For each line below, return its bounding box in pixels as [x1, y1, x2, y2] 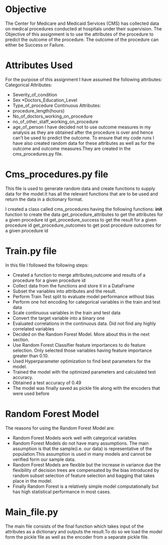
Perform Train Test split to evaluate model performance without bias [12, 293, 155, 300]
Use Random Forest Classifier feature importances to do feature [12, 342, 146, 348]
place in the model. [12, 478, 53, 484]
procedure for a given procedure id [12, 277, 86, 283]
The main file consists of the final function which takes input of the [5, 523, 144, 529]
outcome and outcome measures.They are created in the [12, 146, 131, 152]
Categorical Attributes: [5, 82, 52, 88]
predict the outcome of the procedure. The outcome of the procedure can [5, 37, 159, 43]
